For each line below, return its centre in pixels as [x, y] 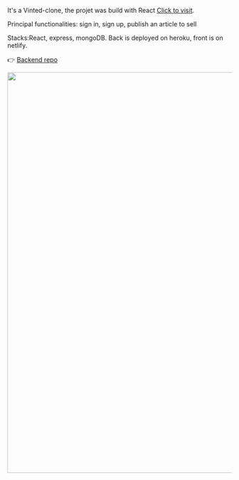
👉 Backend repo [33, 59]
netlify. [17, 45]
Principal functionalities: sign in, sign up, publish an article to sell [102, 24]
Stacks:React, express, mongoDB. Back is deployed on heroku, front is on [115, 38]
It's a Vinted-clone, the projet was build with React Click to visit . [101, 10]
